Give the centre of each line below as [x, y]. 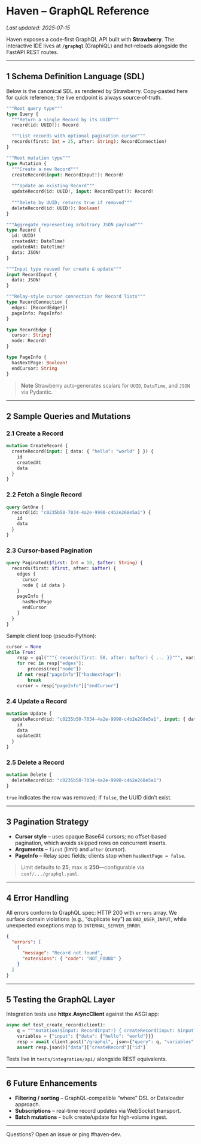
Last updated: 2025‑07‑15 [38, 28]
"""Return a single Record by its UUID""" [65, 119]
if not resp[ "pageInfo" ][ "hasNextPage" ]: [69, 675]
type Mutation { [26, 163]
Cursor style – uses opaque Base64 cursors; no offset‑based [91, 836]
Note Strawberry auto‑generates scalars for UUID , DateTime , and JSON [105, 385]
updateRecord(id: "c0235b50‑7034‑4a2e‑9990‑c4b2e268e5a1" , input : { [99, 719]
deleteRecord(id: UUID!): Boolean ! [56, 208]
